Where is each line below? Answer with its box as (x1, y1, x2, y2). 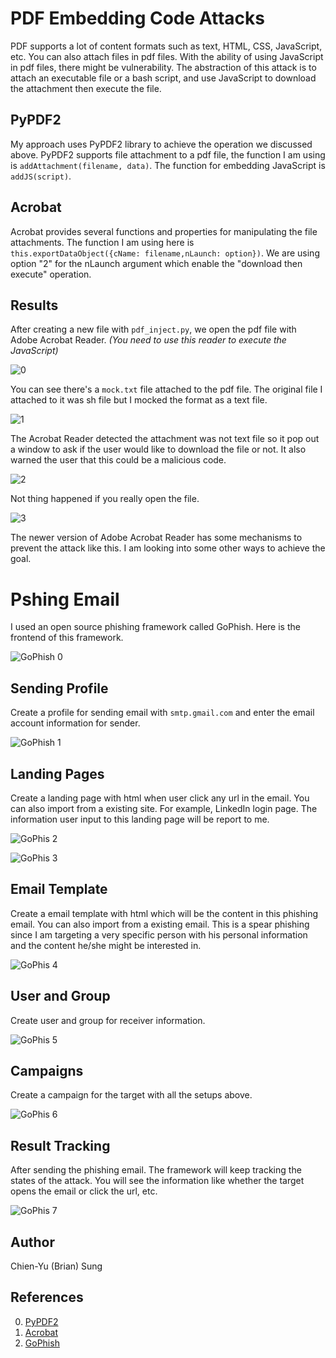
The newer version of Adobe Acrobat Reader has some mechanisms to (10, 532, 303, 544)
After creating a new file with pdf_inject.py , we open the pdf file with (10, 323, 297, 336)
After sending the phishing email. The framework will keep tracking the (10, 1164, 302, 1176)
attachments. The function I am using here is (10, 236, 195, 248)
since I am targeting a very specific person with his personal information (10, 928, 308, 941)
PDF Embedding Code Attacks (10, 7, 265, 30)
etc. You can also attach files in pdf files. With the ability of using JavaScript (10, 50, 324, 62)
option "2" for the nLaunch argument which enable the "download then (10, 257, 303, 269)
